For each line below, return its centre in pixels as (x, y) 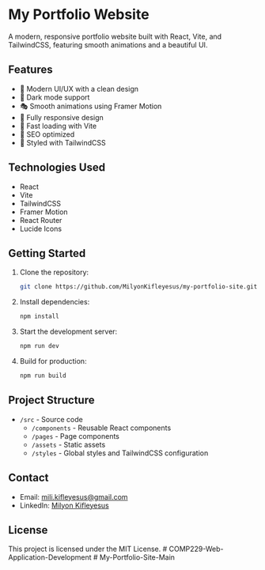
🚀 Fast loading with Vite (58, 126)
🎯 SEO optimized (47, 134)
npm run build (43, 376)
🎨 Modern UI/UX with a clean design (79, 89)
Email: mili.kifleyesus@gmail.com (74, 496)
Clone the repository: (54, 272)
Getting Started (47, 253)
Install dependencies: (55, 302)
